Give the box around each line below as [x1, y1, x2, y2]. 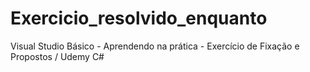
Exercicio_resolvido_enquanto [10, 7, 268, 30]
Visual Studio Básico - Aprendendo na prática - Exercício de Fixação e [10, 40, 300, 52]
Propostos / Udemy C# [10, 50, 105, 62]
